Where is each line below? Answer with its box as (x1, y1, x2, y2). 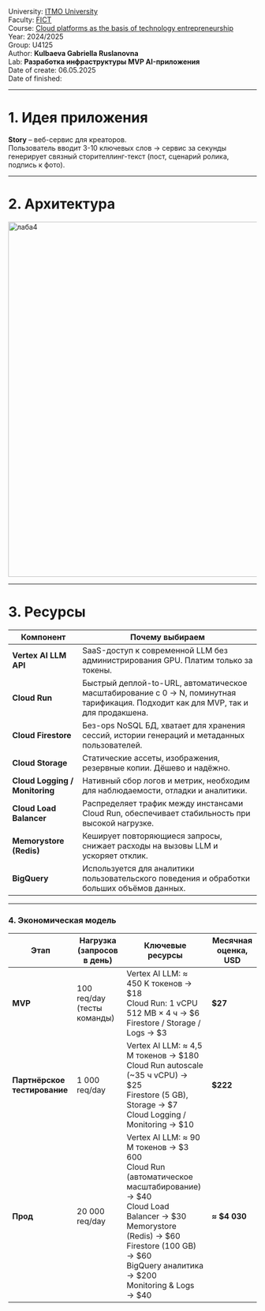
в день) (83, 955, 113, 966)
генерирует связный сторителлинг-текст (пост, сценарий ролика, (8, 152, 230, 161)
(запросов (77, 945, 118, 956)
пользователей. (82, 740, 143, 751)
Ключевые (144, 940, 187, 951)
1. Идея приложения (8, 109, 148, 127)
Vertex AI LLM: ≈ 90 (126, 1132, 201, 1143)
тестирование (12, 1084, 69, 1096)
